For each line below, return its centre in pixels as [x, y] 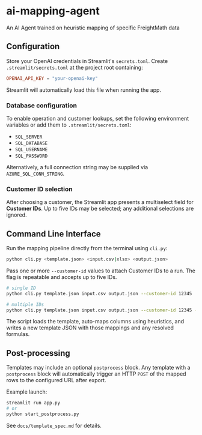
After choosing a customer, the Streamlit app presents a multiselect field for [100, 202]
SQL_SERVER [29, 137]
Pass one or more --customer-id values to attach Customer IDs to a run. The [101, 271]
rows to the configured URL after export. [56, 380]
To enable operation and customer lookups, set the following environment [98, 118]
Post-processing [38, 353]
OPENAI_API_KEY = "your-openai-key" [52, 78]
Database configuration [41, 105]
